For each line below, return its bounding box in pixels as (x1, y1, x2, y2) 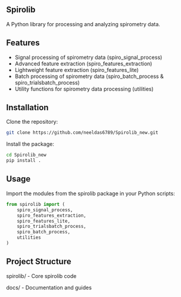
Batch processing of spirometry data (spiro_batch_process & (14, 73, 164, 80)
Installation (6, 102, 49, 112)
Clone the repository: (6, 118, 58, 126)
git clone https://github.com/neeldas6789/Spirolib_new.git (6, 130, 159, 136)
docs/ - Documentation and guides (6, 284, 92, 291)
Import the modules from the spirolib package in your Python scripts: (6, 190, 176, 197)
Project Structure (6, 257, 71, 267)
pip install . (6, 158, 42, 164)
